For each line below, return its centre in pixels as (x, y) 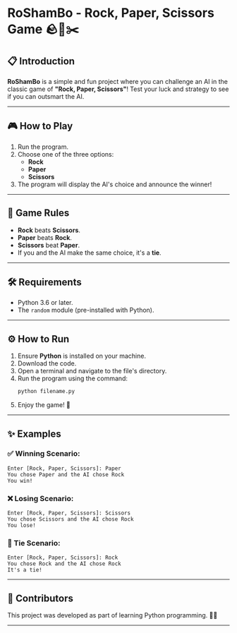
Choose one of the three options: (66, 154)
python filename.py (46, 392)
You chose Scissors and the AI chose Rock (71, 519)
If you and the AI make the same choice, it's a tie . (89, 253)
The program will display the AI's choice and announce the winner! (115, 184)
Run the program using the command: (73, 378)
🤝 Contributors (41, 598)
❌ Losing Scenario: (41, 498)
